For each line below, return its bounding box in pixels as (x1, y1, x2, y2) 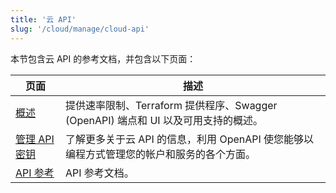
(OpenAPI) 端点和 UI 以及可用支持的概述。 (64, 113, 263, 127)
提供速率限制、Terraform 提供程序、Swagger (64, 98, 278, 112)
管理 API (15, 132, 55, 146)
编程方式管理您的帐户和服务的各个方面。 (64, 147, 256, 161)
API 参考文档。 (64, 166, 135, 180)
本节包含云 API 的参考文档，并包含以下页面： (10, 52, 197, 65)
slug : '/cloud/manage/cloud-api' (10, 24, 150, 34)
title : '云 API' (10, 14, 77, 25)
